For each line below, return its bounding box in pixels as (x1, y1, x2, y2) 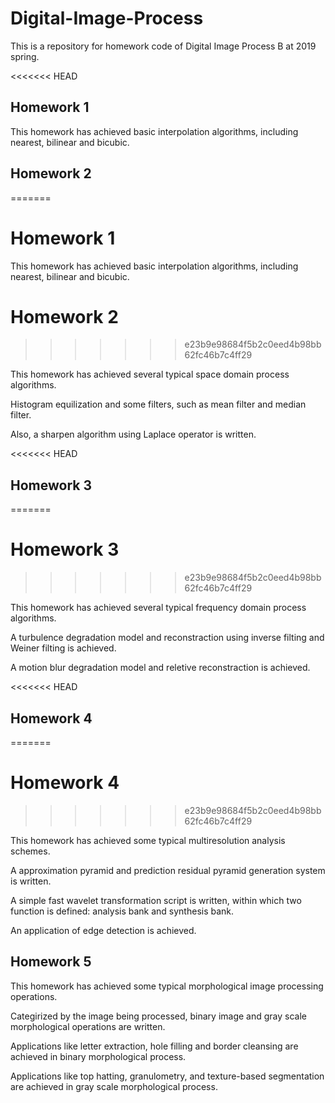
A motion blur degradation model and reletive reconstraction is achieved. (10, 662, 311, 674)
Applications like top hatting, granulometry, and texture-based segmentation (10, 1070, 325, 1082)
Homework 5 (10, 953, 92, 971)
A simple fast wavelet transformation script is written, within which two (10, 894, 302, 906)
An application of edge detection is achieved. (10, 924, 197, 936)
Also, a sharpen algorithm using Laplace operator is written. (10, 428, 257, 441)
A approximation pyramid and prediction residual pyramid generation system (10, 864, 326, 876)
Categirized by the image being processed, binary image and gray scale (10, 1010, 307, 1022)
